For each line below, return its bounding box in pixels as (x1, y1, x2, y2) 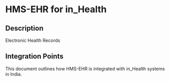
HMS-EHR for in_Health (5, 4, 107, 15)
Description (5, 24, 44, 33)
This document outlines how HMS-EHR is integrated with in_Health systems (5, 65, 165, 72)
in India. (5, 71, 22, 77)
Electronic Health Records (5, 37, 60, 43)
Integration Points (5, 52, 64, 61)
